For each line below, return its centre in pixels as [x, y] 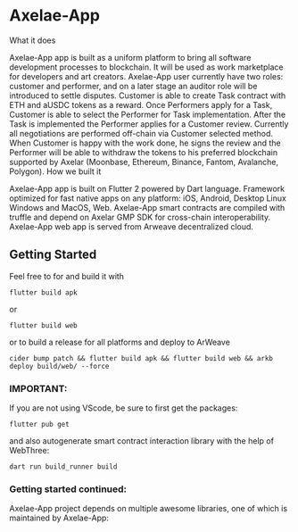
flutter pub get [39, 425]
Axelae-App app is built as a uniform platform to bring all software [130, 57]
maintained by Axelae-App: [59, 518]
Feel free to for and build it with [67, 276]
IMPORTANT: [38, 388]
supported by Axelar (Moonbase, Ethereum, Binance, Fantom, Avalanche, [144, 162]
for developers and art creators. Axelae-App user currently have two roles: [146, 76]
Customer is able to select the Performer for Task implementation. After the [148, 114]
